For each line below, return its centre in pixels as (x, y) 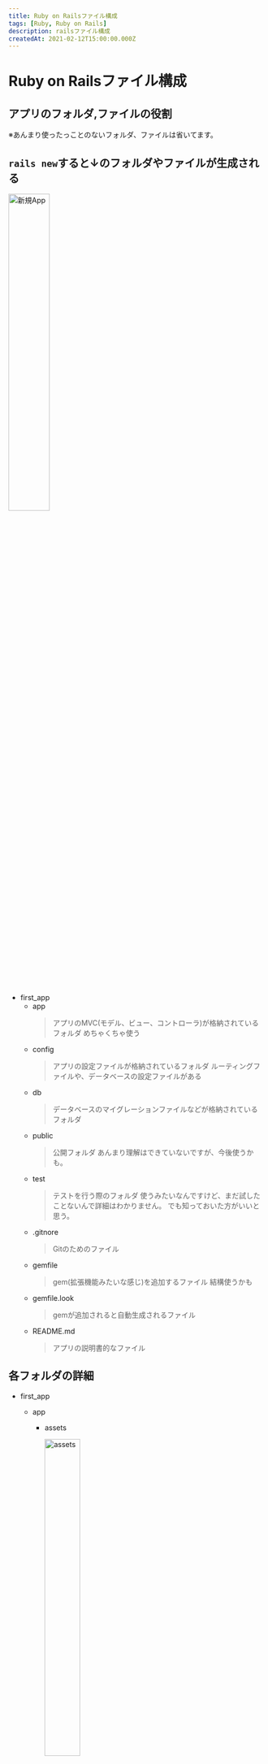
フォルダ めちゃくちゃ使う (96, 1034)
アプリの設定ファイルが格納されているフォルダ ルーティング (153, 1066)
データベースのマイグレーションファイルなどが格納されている (155, 1109)
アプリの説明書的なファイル (99, 1348)
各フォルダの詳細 (51, 1376)
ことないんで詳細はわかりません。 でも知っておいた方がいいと (156, 1206)
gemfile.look (53, 1298)
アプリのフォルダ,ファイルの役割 (91, 113)
